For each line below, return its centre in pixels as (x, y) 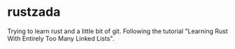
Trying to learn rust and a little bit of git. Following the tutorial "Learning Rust (117, 31)
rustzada (34, 12)
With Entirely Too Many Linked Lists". (61, 38)
